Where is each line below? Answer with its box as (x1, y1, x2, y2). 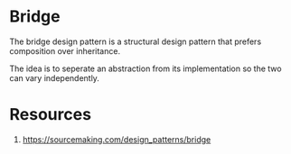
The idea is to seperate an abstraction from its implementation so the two (9, 63, 282, 74)
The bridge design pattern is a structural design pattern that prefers (9, 36, 262, 47)
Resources (9, 104, 92, 125)
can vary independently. (9, 72, 99, 83)
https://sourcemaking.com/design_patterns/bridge (22, 133, 211, 145)
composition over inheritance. (9, 45, 120, 56)
